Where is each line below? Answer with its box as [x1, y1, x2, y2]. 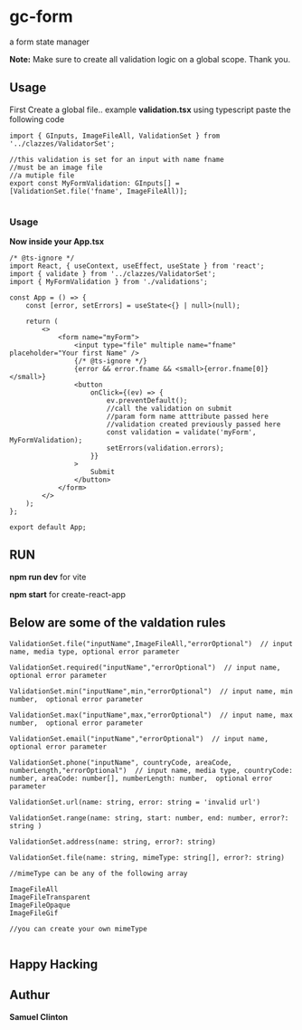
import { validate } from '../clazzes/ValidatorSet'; [9, 270, 217, 279]
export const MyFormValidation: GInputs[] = [9, 178, 180, 187]
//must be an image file [9, 163, 103, 172]
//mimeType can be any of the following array [9, 869, 188, 878]
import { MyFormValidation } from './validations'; [9, 278, 208, 287]
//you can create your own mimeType [9, 924, 147, 933]
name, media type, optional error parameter [9, 647, 180, 656]
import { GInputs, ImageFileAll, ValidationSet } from [9, 131, 221, 140]
